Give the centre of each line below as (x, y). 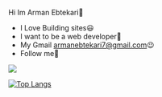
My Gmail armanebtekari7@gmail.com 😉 (87, 45)
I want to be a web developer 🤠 (71, 36)
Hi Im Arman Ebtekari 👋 (46, 12)
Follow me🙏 (39, 53)
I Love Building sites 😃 (57, 28)
